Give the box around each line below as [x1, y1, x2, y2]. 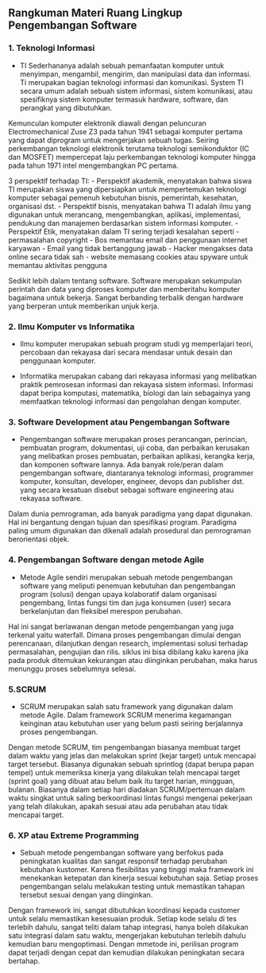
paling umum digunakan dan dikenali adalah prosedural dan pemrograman [8, 526, 252, 536]
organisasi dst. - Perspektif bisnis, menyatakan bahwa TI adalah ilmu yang [8, 201, 252, 211]
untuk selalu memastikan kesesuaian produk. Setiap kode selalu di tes [8, 914, 237, 924]
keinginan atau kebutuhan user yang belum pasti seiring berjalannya [19, 719, 244, 728]
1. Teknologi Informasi [8, 43, 95, 54]
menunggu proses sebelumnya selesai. [8, 664, 137, 673]
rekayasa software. [19, 494, 83, 503]
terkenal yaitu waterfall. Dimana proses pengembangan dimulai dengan [8, 630, 241, 639]
